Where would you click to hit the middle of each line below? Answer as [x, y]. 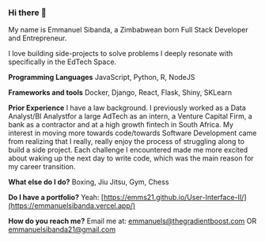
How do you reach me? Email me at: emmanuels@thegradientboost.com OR [132, 221]
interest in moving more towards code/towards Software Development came [132, 133]
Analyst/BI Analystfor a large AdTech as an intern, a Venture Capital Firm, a [131, 116]
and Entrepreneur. [38, 38]
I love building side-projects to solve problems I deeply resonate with [121, 54]
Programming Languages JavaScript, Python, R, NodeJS [102, 78]
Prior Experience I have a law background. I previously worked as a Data [127, 108]
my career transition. [42, 167]
